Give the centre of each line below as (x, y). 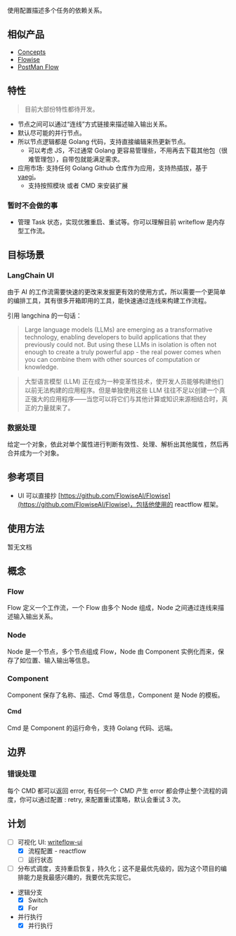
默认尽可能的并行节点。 (51, 133)
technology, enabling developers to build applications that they (116, 337)
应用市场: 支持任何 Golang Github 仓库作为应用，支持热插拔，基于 (113, 168)
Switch (38, 900)
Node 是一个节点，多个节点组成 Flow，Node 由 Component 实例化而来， (113, 651)
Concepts (32, 52)
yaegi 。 (28, 176)
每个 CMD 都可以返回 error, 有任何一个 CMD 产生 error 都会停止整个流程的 (114, 791)
